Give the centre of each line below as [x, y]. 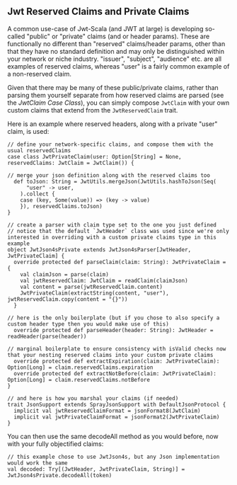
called [16, 36]
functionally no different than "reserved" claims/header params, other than [116, 44]
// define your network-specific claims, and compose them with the [110, 144]
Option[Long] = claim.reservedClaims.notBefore [79, 380]
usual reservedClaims [39, 150]
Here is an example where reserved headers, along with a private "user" [112, 124]
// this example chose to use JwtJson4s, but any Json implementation [114, 457]
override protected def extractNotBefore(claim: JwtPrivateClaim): [115, 373]
